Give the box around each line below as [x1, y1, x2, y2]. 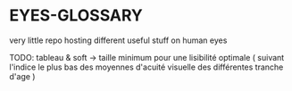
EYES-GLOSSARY [9, 5, 143, 26]
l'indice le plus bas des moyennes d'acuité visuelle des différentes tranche [9, 62, 284, 72]
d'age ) [9, 70, 36, 81]
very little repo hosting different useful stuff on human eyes [9, 35, 228, 45]
